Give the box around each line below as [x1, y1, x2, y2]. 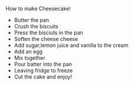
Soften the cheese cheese [14, 36, 78, 42]
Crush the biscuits [14, 23, 58, 30]
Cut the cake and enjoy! [14, 74, 72, 80]
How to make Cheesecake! [5, 5, 71, 12]
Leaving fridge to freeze [14, 67, 73, 74]
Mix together [14, 55, 45, 61]
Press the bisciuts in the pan [14, 29, 83, 36]
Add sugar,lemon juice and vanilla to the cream [14, 42, 129, 49]
